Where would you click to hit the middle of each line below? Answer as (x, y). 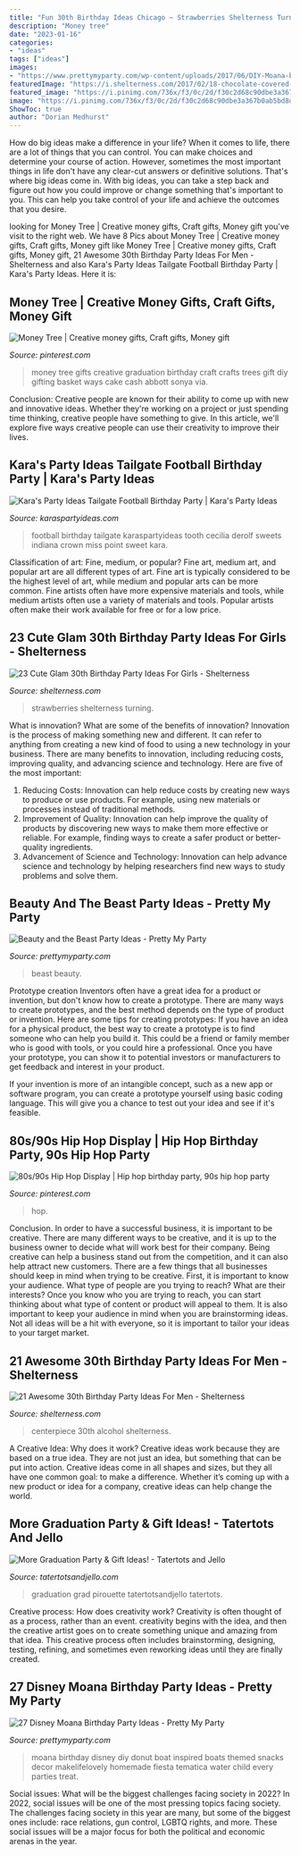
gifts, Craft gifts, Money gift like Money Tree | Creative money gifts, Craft (143, 246)
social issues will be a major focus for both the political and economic (137, 1831)
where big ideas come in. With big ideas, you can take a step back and (139, 181)
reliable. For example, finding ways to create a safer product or (138, 838)
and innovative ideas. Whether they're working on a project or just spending (149, 409)
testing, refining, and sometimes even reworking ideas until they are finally (146, 1649)
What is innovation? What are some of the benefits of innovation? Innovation (150, 725)
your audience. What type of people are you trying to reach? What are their (147, 1286)
